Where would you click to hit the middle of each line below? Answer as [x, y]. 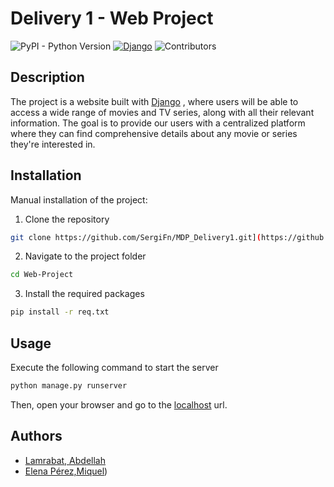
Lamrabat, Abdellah [65, 460]
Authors [36, 436]
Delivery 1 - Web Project [112, 18]
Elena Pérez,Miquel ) [66, 471]
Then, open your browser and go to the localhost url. [119, 404]
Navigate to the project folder [85, 256]
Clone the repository [67, 219]
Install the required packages [84, 294]
